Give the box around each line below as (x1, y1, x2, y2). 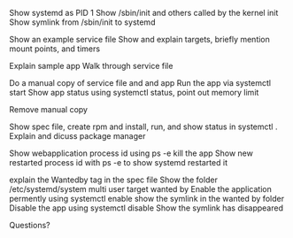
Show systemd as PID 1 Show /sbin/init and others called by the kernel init (9, 8, 279, 18)
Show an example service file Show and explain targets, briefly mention (9, 35, 270, 44)
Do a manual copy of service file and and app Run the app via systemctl (9, 78, 272, 88)
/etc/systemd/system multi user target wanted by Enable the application (9, 184, 272, 194)
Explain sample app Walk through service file (9, 61, 173, 71)
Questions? (9, 220, 50, 230)
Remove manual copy (9, 104, 89, 114)
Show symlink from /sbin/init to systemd (9, 17, 156, 27)
